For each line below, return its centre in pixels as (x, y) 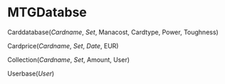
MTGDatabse (47, 12)
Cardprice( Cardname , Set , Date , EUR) (63, 46)
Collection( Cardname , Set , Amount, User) (69, 59)
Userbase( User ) (31, 73)
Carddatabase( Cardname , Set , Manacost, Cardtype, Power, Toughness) (113, 32)
